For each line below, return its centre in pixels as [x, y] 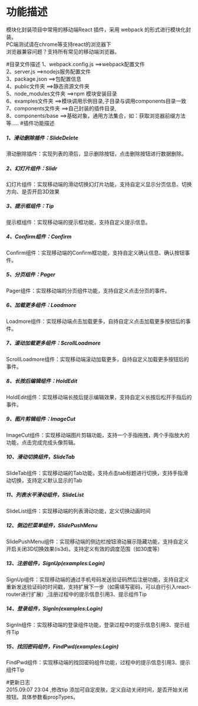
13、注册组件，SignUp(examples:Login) [55, 563]
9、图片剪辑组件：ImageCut [41, 419]
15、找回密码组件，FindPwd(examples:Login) [62, 646]
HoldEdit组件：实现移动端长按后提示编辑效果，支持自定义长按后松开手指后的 [99, 397]
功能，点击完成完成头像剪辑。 [42, 442]
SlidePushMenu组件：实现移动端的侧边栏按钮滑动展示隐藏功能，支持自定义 [97, 541]
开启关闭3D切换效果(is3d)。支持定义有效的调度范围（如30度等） [85, 549]
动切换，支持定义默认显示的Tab [44, 480]
